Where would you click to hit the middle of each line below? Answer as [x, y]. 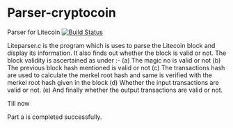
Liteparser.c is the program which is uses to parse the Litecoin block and [111, 45]
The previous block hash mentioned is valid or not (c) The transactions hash [116, 67]
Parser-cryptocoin [62, 13]
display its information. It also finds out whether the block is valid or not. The [117, 53]
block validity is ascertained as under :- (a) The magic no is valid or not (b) [114, 60]
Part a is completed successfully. [55, 117]
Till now [18, 103]
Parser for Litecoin [34, 32]
